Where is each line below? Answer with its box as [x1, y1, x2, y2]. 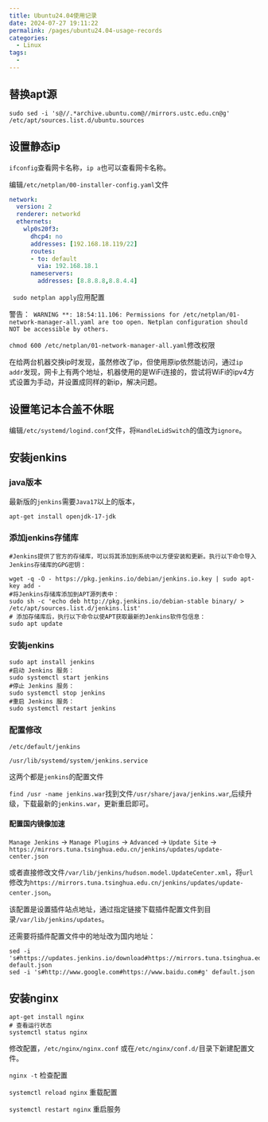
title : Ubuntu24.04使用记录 [9, 11, 98, 20]
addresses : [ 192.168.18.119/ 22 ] [29, 240, 138, 248]
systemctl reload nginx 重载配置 [9, 1088, 118, 1097]
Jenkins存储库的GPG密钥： [9, 561, 87, 569]
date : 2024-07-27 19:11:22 [9, 19, 99, 27]
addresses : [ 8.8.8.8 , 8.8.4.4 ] [37, 277, 138, 285]
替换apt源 [9, 88, 58, 101]
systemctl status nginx [9, 1029, 88, 1037]
